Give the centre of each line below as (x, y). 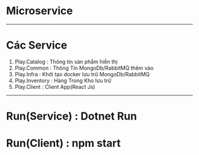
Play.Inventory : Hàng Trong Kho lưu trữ (63, 80)
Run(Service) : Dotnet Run (72, 116)
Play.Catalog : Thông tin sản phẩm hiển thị (66, 62)
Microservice (39, 11)
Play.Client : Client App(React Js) (55, 86)
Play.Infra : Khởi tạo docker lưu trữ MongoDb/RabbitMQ (82, 74)
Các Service (37, 45)
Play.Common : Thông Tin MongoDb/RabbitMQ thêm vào (84, 68)
